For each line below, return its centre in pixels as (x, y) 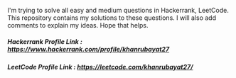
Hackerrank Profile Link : (45, 41)
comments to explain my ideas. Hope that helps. (78, 25)
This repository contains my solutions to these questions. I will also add (112, 18)
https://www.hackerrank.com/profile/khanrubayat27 (88, 49)
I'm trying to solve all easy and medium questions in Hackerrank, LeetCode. (118, 10)
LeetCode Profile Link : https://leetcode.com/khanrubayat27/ (100, 67)
